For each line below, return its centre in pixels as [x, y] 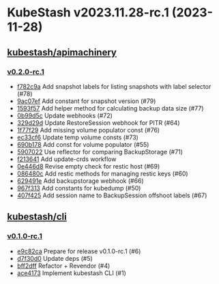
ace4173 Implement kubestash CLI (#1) [71, 273]
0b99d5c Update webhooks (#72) [64, 115]
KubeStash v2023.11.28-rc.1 [88, 13]
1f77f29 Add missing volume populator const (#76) [88, 130]
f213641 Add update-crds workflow [67, 159]
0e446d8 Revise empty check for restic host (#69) [88, 166]
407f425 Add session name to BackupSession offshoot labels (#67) [112, 195]
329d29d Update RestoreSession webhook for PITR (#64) [98, 123]
